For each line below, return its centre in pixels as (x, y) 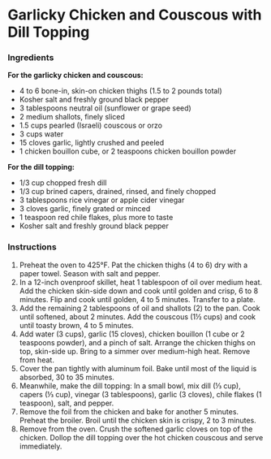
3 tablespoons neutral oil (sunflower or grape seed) (105, 108)
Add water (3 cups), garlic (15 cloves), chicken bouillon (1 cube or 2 (132, 334)
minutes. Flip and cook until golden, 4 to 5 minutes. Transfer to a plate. (138, 299)
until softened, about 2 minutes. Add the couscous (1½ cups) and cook (138, 316)
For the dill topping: (41, 167)
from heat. (37, 360)
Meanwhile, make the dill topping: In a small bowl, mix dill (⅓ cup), (130, 385)
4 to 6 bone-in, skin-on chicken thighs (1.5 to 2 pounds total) (120, 91)
